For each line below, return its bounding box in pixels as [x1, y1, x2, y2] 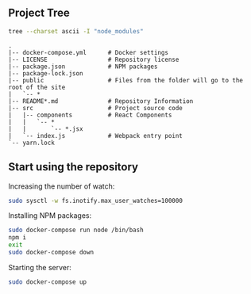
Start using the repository [8, 160, 139, 174]
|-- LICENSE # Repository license [8, 55, 180, 63]
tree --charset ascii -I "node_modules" [8, 27, 145, 35]
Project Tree [8, 6, 70, 20]
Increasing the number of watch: [8, 181, 115, 191]
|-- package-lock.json [8, 69, 83, 78]
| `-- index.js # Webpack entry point [8, 132, 183, 139]
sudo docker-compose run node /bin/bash [8, 226, 145, 235]
